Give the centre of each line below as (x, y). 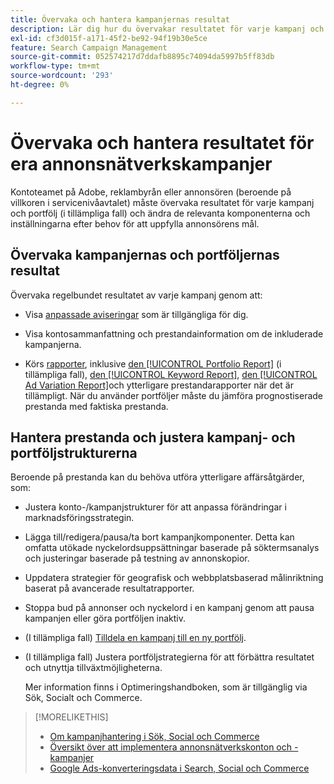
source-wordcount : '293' (62, 76)
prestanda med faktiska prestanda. (96, 406)
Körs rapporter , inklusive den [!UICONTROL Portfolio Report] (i (153, 363)
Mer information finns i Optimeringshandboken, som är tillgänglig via (166, 687)
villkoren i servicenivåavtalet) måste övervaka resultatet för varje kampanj (162, 202)
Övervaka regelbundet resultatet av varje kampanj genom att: (136, 295)
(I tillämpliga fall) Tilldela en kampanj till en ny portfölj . (135, 638)
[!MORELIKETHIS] (71, 717)
